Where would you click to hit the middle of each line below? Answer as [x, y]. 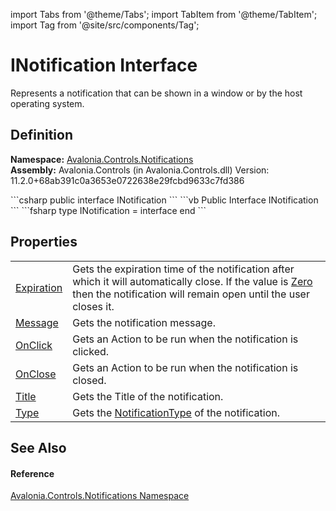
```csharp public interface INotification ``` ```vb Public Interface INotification [164, 200]
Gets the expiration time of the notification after [183, 269]
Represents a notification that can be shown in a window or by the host [156, 93]
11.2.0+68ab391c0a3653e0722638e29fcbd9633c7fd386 [127, 180]
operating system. [47, 103]
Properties [44, 242]
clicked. [91, 351]
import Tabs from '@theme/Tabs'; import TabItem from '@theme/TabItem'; [164, 14]
